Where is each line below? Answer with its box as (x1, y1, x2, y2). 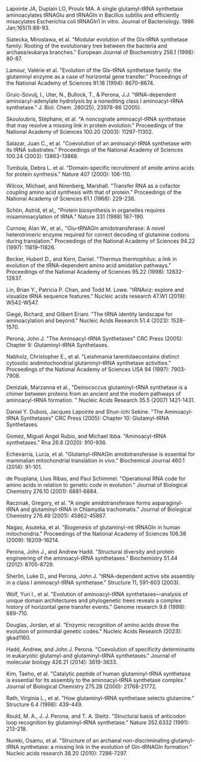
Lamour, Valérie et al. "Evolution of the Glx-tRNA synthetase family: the (6, 67, 182, 74)
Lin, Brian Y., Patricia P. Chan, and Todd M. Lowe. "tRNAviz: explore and (6, 286, 184, 293)
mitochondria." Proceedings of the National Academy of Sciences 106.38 (6, 530, 187, 537)
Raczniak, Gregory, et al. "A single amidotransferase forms (6, 500, 151, 506)
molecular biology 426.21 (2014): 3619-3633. (6, 659, 118, 665)
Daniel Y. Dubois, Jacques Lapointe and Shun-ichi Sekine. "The (6, 408, 163, 415)
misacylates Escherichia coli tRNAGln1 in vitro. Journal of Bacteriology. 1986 (6, 18, 194, 25)
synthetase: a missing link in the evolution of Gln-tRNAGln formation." (20, 743, 192, 750)
